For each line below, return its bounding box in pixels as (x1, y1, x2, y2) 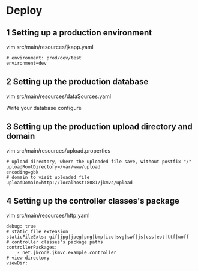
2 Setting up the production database (6, 76, 149, 87)
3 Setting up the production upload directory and (6, 121, 193, 132)
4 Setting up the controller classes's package (6, 196, 180, 206)
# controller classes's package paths (6, 239, 103, 245)
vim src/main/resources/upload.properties (6, 147, 111, 154)
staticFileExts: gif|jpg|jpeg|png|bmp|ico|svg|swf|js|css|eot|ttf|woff (6, 234, 189, 240)
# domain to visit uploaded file (6, 174, 90, 180)
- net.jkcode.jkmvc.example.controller (17, 250, 117, 256)
